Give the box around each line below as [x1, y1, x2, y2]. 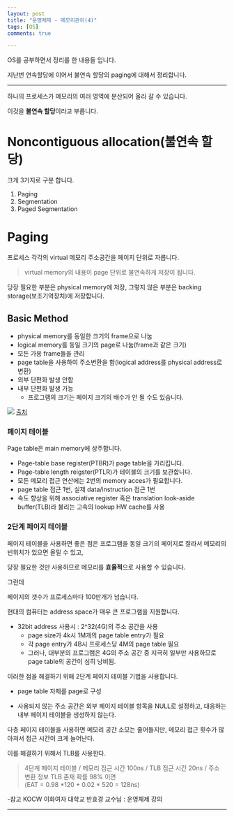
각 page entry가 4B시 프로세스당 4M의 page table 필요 [27, 639, 180, 648]
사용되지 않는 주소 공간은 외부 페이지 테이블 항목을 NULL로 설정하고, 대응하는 [17, 702, 227, 710]
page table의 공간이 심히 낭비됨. [27, 657, 116, 665]
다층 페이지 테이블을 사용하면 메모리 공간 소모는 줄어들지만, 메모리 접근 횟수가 [7, 725, 217, 734]
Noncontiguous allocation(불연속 [7, 134, 198, 150]
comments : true [7, 29, 52, 37]
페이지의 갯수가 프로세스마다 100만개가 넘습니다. [7, 592, 139, 601]
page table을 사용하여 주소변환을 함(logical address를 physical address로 [17, 358, 223, 366]
